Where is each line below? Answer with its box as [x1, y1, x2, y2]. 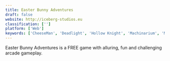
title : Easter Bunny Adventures [5, 7, 73, 13]
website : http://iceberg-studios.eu [5, 17, 82, 22]
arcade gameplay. [5, 50, 43, 56]
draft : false [5, 12, 33, 17]
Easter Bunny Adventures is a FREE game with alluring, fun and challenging [5, 45, 162, 50]
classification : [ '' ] [5, 21, 51, 27]
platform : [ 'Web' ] [5, 26, 44, 31]
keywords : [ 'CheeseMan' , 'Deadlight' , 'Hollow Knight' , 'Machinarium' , [5, 31, 159, 36]
